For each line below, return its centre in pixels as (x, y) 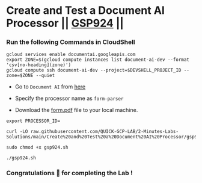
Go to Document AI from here (50, 87)
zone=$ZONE (20, 76)
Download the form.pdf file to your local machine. (76, 110)
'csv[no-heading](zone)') (38, 65)
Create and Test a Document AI (86, 11)
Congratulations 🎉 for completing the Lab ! (69, 173)
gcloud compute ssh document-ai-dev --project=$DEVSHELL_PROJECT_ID (94, 70)
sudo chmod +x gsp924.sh (37, 147)
